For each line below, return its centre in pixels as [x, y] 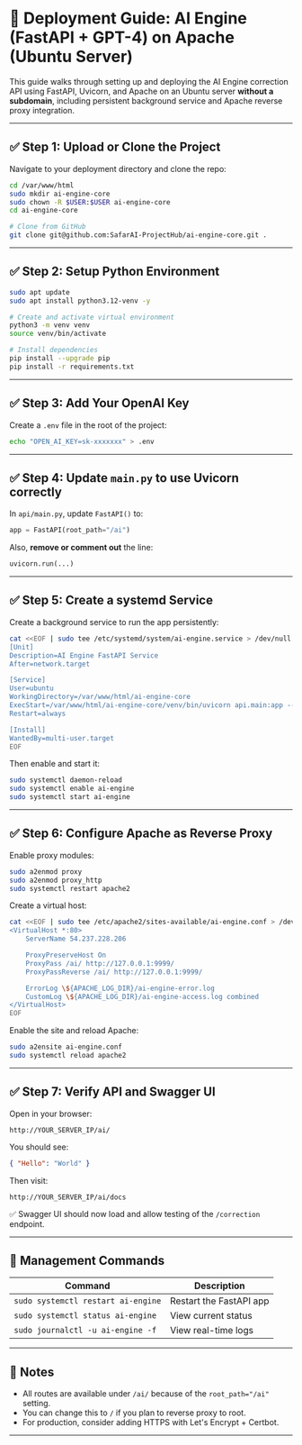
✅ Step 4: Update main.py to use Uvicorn [124, 478]
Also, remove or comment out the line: [81, 548]
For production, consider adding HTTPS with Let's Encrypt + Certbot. [151, 1422]
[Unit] [22, 647]
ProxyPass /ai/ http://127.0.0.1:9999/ [100, 963]
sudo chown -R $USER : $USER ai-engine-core [90, 202]
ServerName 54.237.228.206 [76, 939]
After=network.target [50, 664]
